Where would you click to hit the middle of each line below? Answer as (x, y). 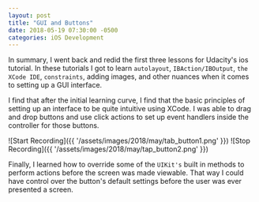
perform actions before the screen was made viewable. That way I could (126, 173)
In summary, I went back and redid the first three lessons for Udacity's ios (128, 60)
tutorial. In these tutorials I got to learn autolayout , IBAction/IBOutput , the (128, 69)
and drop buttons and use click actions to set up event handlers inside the (128, 117)
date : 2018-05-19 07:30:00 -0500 (63, 30)
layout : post (30, 15)
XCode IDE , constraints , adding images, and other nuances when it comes (129, 77)
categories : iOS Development (56, 37)
